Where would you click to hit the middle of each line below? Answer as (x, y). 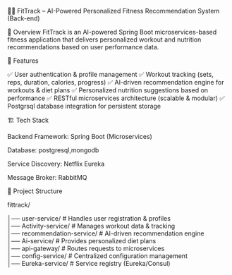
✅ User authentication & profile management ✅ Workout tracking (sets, (110, 74)
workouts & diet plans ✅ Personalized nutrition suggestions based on (108, 90)
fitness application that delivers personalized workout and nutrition (104, 39)
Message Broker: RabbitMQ (47, 177)
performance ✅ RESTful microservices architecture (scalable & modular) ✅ (116, 98)
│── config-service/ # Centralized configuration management (98, 256)
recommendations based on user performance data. (83, 47)
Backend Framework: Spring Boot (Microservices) (80, 136)
